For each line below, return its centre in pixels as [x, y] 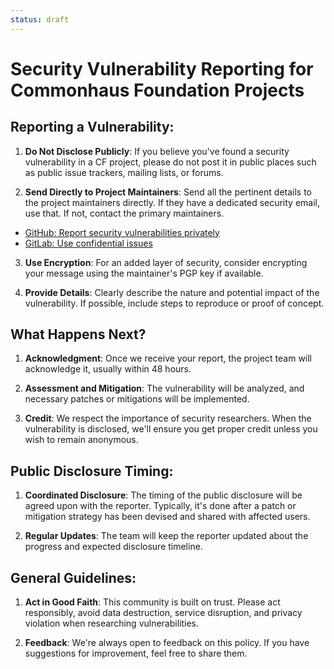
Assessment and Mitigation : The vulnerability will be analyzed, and [164, 388]
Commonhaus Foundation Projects [157, 90]
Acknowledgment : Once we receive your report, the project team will [168, 358]
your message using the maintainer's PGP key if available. [144, 273]
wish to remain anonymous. [81, 440]
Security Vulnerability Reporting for [162, 68]
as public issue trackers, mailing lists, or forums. [124, 172]
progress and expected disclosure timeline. [113, 547]
